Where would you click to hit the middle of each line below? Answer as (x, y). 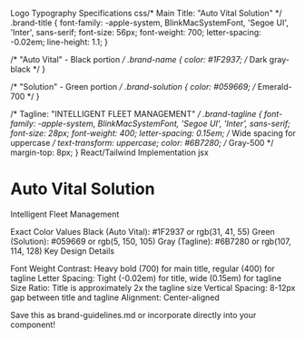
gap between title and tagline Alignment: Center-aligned (115, 297)
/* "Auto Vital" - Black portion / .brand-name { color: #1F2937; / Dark (139, 59)
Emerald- (275, 87)
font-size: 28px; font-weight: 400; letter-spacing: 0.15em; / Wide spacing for (153, 133)
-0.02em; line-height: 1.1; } (59, 42)
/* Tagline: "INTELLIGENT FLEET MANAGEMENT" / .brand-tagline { (136, 114)
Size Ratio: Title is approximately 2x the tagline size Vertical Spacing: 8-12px (153, 287)
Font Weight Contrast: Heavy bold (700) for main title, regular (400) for (143, 268)
